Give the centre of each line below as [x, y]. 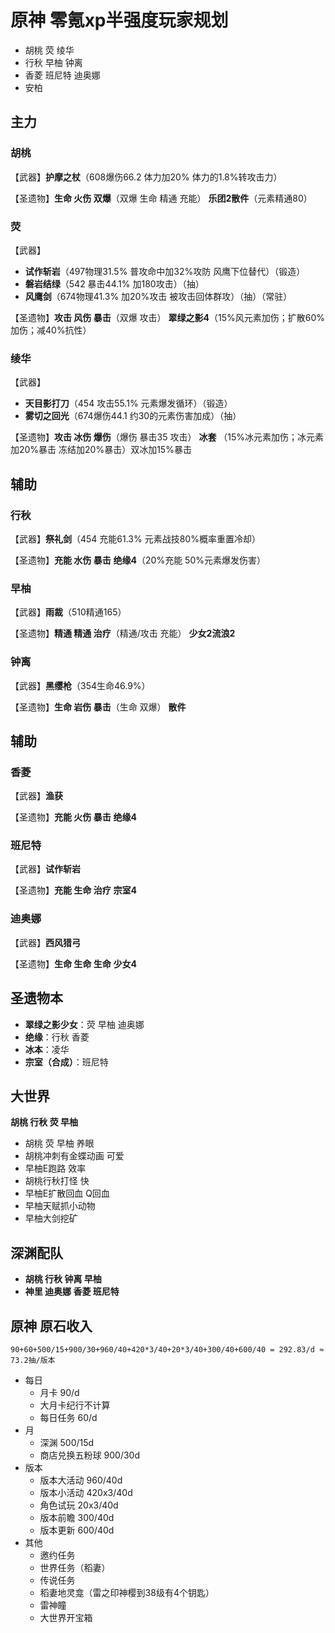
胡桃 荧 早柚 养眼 [59, 1143]
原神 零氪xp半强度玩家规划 [119, 20]
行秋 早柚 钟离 [53, 62]
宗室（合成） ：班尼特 [66, 1062]
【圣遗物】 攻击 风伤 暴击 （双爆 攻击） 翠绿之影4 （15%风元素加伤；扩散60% [167, 317]
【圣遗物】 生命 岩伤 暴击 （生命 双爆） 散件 [98, 707]
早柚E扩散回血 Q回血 [67, 1193]
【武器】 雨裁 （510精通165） [68, 612]
